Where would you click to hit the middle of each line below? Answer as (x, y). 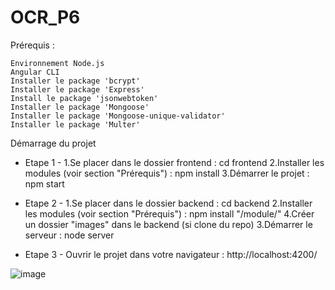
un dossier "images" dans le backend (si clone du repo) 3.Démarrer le (168, 224)
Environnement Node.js (57, 63)
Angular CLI (35, 72)
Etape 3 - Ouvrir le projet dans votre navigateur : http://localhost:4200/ (171, 254)
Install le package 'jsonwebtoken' (84, 98)
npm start (44, 183)
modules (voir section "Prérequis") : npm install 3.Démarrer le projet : (167, 173)
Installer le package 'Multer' (75, 124)
